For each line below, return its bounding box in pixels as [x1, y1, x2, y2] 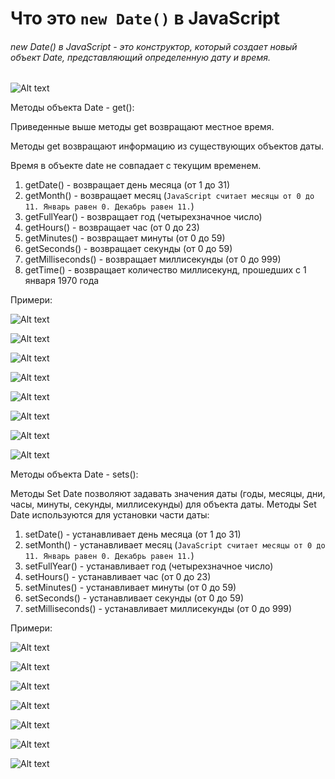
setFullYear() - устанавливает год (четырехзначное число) [24, 560, 274, 572]
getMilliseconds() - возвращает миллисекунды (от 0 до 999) [24, 253, 282, 266]
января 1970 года [24, 275, 100, 287]
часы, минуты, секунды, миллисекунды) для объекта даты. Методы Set [10, 498, 317, 511]
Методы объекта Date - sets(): [10, 468, 139, 481]
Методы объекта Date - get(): [10, 102, 135, 114]
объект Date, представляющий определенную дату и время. [10, 51, 271, 63]
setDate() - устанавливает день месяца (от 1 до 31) [24, 528, 242, 541]
